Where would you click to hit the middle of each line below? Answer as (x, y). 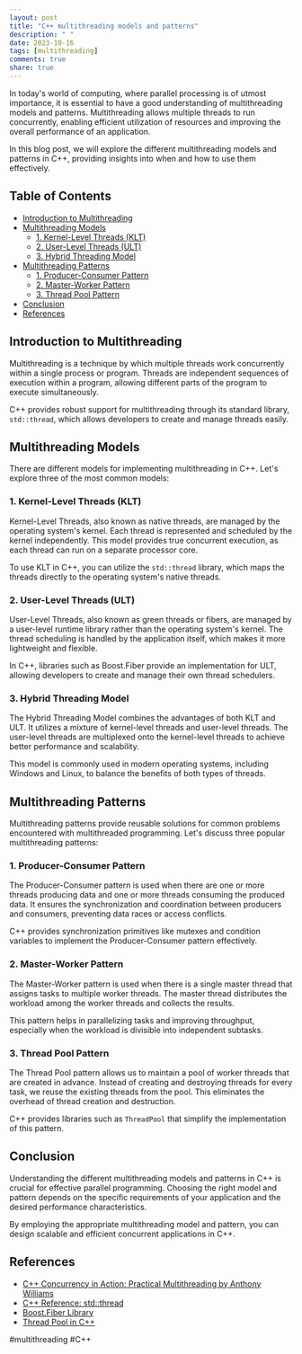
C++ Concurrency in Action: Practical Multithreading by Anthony (142, 1283)
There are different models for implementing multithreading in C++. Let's (144, 469)
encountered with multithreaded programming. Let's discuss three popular (147, 833)
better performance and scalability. (74, 747)
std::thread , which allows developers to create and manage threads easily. (149, 419)
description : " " (42, 34)
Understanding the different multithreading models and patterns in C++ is (145, 1178)
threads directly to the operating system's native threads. (115, 577)
